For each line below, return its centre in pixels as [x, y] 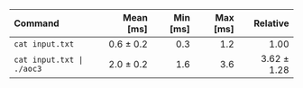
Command [37, 23]
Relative [271, 23]
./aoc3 [28, 69]
